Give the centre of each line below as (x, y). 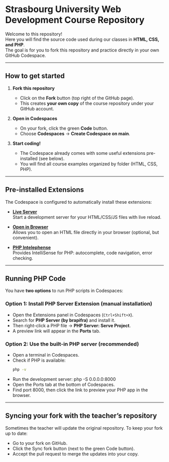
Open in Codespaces (35, 118)
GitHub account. (37, 108)
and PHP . (15, 44)
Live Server (25, 212)
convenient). (25, 238)
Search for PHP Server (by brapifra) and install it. (64, 320)
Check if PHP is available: (39, 360)
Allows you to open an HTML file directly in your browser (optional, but (86, 232)
